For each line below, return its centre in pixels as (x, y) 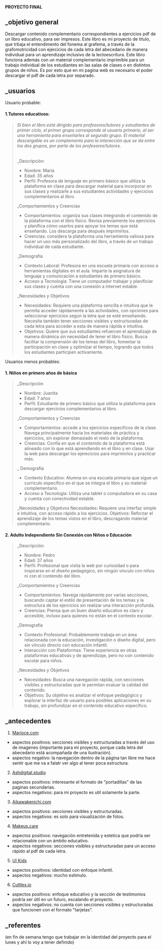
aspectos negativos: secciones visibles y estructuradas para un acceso (84, 846)
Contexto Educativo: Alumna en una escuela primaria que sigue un (91, 478)
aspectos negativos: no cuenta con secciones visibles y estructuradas (82, 905)
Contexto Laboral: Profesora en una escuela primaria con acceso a (91, 266)
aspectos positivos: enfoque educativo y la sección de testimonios (79, 894)
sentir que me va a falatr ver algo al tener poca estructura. (70, 763)
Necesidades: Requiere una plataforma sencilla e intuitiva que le (89, 305)
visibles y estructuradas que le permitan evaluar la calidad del (86, 685)
